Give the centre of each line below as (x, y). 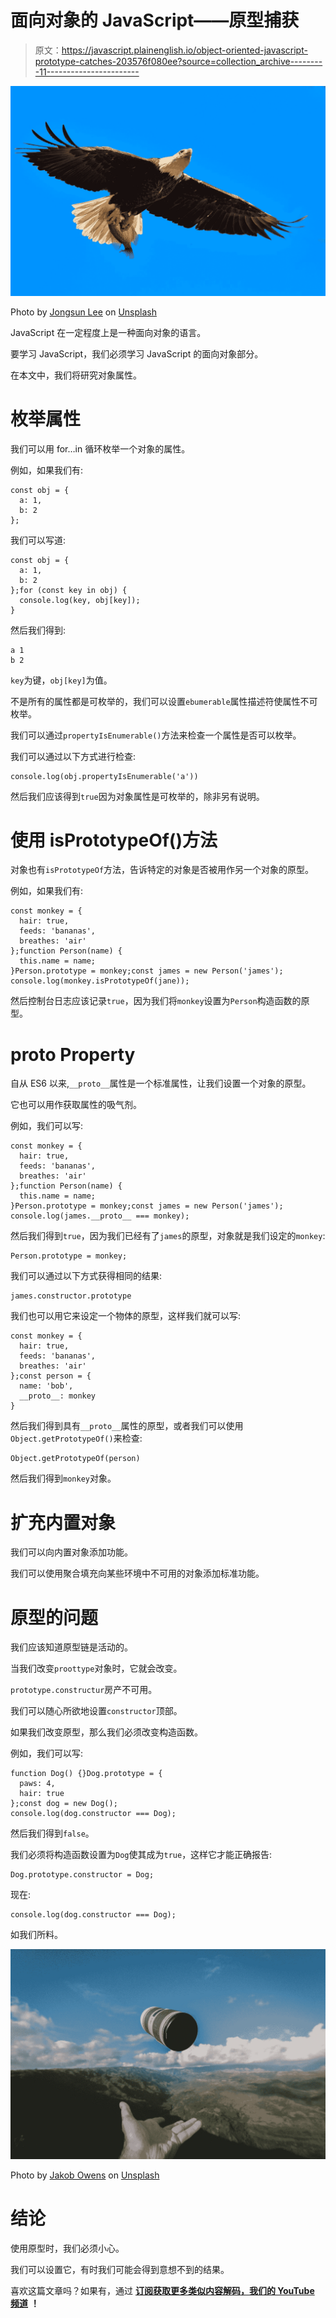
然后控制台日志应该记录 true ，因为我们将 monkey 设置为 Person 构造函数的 (156, 1001)
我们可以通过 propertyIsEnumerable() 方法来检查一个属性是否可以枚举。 (156, 735)
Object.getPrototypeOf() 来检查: (76, 1438)
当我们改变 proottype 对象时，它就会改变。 (96, 1668)
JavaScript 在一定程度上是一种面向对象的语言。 (108, 332)
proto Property (73, 1054)
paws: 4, (37, 1784)
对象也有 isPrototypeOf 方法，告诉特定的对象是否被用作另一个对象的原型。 (162, 870)
